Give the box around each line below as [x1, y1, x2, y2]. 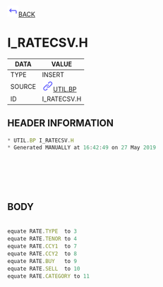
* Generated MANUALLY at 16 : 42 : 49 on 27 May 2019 [7, 144, 157, 152]
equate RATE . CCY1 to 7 [7, 243, 78, 250]
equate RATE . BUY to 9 [7, 257, 78, 264]
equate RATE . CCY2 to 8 [7, 250, 78, 257]
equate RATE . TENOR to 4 [7, 236, 78, 243]
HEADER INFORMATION [7, 117, 114, 129]
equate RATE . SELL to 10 [7, 265, 80, 272]
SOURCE [10, 83, 37, 91]
